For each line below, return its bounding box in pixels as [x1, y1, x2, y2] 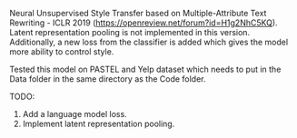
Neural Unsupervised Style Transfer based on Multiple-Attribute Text [9, 8, 267, 18]
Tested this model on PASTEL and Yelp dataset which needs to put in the [9, 64, 282, 74]
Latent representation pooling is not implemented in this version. [9, 27, 251, 37]
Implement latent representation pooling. [22, 118, 175, 129]
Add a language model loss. [22, 109, 127, 119]
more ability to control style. [9, 46, 114, 57]
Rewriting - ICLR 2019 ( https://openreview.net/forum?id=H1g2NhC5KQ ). [9, 17, 279, 28]
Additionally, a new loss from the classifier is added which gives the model [9, 36, 289, 47]
